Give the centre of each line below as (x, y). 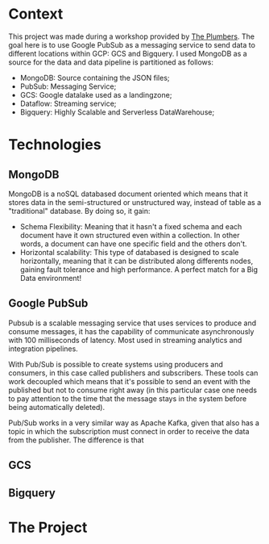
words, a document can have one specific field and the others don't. (133, 244)
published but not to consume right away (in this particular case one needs (133, 390)
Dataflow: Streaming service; (68, 103)
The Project (48, 527)
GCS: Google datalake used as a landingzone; (96, 94)
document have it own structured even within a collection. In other (130, 235)
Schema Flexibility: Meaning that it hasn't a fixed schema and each (131, 226)
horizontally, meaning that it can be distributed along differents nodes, (137, 261)
